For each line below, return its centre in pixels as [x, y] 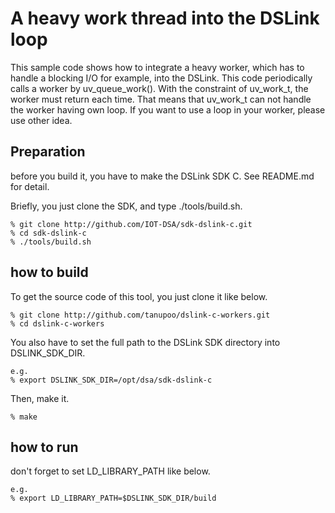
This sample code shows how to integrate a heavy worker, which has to [157, 67]
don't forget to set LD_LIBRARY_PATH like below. [110, 471]
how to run [44, 447]
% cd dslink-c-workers [57, 323]
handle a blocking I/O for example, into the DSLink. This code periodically [161, 78]
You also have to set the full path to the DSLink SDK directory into [145, 342]
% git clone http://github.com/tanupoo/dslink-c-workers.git [140, 315]
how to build [49, 272]
